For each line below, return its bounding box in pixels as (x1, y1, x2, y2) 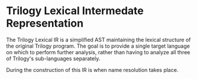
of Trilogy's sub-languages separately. (6, 55, 101, 62)
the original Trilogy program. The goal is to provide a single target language (6, 42, 190, 50)
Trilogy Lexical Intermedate (6, 4, 144, 18)
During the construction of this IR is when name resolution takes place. (6, 66, 179, 73)
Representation (6, 17, 84, 30)
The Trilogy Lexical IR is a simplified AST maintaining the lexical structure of (6, 36, 191, 43)
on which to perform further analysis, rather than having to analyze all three (6, 48, 190, 55)
